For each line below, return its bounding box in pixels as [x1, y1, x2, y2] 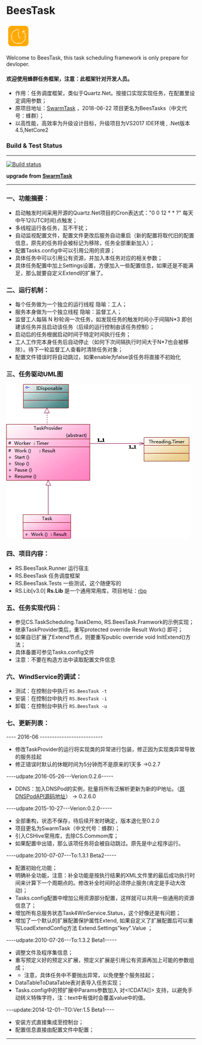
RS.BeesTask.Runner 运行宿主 [14, 564, 89, 572]
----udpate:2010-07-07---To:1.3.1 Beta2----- [6, 852, 117, 859]
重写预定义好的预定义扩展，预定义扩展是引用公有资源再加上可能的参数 [14, 956, 189, 964]
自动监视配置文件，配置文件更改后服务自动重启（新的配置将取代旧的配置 [14, 231, 194, 239]
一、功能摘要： [6, 194, 50, 202]
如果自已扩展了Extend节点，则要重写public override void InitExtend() [14, 633, 186, 640]
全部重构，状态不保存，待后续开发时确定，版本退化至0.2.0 [14, 817, 160, 824]
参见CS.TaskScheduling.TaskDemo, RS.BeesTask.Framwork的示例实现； [14, 618, 194, 625]
